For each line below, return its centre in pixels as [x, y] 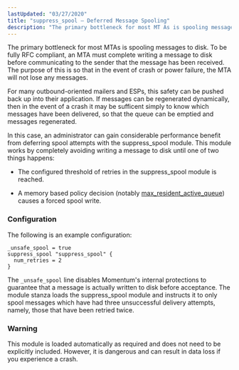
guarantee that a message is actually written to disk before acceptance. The [119, 287]
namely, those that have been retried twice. [71, 310]
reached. [31, 179]
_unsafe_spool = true [39, 248]
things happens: [31, 158]
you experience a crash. [43, 359]
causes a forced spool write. [59, 201]
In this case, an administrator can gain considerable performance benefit [114, 135]
